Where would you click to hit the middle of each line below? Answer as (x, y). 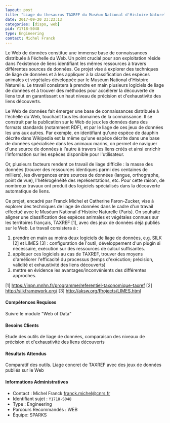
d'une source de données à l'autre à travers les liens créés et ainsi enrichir (83, 149)
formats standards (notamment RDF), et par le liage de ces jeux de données (84, 127)
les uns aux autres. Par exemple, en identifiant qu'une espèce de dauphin (82, 133)
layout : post (19, 10)
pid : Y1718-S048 (22, 29)
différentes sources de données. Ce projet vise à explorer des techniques (82, 69)
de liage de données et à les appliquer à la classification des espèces (78, 74)
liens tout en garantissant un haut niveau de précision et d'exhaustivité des (83, 96)
